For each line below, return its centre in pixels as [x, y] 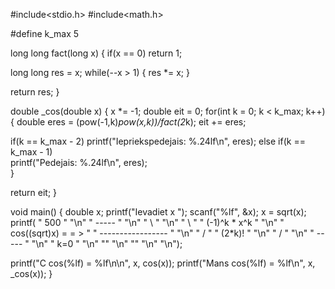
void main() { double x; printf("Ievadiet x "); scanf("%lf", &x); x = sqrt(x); [158, 212]
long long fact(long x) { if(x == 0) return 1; [96, 53]
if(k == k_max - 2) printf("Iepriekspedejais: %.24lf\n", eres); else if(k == [158, 141]
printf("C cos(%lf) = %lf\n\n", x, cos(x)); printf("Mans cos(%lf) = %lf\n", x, [163, 263]
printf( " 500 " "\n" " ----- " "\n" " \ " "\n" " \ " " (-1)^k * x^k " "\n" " [147, 222]
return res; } [35, 92]
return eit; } [34, 192]
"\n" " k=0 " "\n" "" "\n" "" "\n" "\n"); [107, 243]
